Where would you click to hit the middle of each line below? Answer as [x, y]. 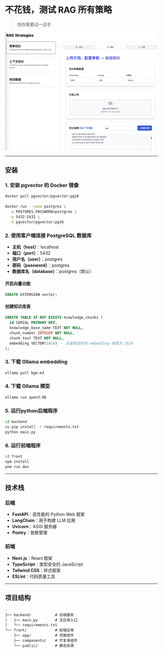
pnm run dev [17, 467]
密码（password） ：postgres [41, 265]
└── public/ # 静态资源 [44, 646]
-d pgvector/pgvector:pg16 [37, 222]
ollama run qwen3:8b [26, 397]
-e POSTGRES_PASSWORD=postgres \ [43, 212]
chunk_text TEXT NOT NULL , [37, 338]
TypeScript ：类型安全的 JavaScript [48, 564]
